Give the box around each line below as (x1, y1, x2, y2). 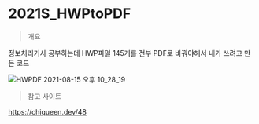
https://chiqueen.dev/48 (8, 107, 87, 116)
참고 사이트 (27, 91, 62, 100)
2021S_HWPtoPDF (8, 5, 131, 23)
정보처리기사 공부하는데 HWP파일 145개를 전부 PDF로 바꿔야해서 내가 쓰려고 (8, 48, 242, 57)
